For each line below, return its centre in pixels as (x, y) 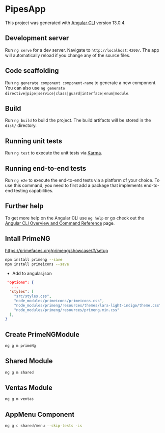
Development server (37, 38)
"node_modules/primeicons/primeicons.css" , (59, 301)
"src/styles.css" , (33, 296)
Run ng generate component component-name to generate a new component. (81, 83)
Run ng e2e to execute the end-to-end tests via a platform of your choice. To (82, 180)
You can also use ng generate (35, 88)
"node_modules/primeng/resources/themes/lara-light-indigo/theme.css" (88, 305)
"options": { (21, 282)
